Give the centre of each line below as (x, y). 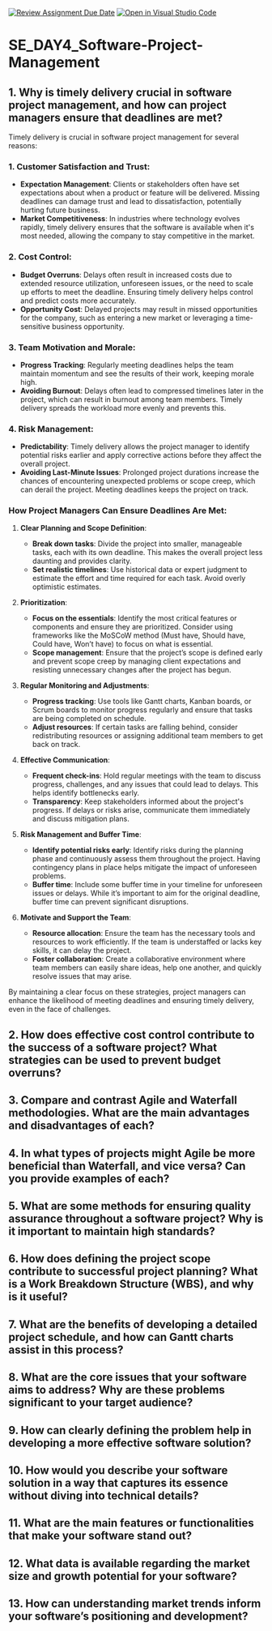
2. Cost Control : (40, 257)
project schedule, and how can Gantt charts (121, 1337)
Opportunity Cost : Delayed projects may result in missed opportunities (139, 309)
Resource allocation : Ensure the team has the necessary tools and (144, 933)
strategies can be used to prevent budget (115, 1060)
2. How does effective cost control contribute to (132, 1034)
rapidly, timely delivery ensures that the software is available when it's (137, 228)
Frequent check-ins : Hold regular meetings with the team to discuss (147, 776)
